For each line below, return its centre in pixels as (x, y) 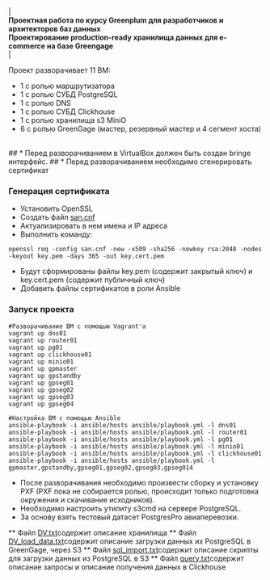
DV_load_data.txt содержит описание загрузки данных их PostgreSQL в (130, 541)
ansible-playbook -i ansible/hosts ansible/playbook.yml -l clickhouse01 (135, 453)
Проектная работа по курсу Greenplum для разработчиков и (116, 20)
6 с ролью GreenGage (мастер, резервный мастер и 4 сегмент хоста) (140, 129)
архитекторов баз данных (55, 29)
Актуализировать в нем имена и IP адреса (94, 226)
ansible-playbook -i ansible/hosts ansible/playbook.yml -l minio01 (126, 446)
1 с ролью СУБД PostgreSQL (69, 95)
